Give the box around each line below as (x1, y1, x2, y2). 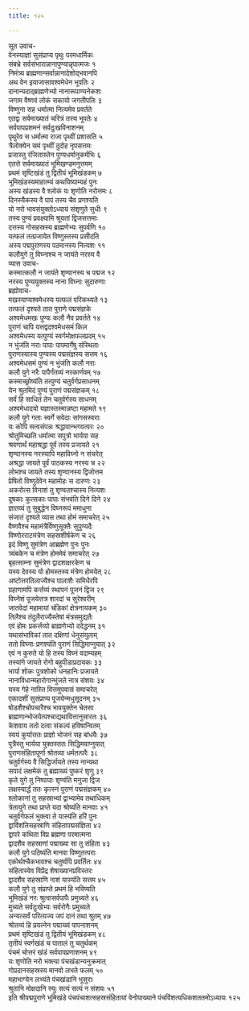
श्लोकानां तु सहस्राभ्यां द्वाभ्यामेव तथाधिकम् (8, 793, 111, 802)
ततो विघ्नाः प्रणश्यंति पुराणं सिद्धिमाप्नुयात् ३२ (8, 639, 116, 648)
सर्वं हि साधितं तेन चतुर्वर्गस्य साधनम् (8, 394, 96, 404)
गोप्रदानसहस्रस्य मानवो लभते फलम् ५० (8, 965, 104, 975)
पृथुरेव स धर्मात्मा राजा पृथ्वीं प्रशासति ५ (8, 131, 103, 141)
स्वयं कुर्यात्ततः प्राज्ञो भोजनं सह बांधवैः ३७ (8, 730, 108, 740)
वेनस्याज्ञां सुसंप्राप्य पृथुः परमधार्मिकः (8, 50, 94, 60)
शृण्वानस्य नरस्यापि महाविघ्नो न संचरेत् (8, 449, 103, 458)
